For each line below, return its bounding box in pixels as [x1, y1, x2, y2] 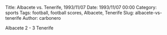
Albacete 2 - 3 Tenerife [5, 25, 54, 31]
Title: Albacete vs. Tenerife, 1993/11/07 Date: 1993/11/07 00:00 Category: [5, 5, 157, 10]
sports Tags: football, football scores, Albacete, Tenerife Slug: [5, 10, 134, 16]
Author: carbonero [22, 15, 61, 21]
